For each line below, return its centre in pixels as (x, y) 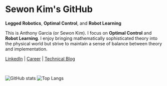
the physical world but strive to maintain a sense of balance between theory (83, 43)
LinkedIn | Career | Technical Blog (40, 58)
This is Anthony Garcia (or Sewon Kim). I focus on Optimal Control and (78, 33)
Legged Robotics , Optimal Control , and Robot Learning (63, 23)
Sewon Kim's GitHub (49, 9)
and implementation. (26, 49)
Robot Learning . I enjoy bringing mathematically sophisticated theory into (81, 38)
